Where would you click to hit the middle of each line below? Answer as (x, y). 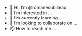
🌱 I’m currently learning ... (36, 18)
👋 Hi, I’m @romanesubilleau (38, 8)
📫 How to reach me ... (33, 28)
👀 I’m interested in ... (31, 13)
